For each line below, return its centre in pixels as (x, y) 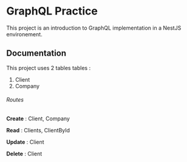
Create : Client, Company (38, 118)
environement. (24, 34)
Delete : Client (24, 154)
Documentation (36, 53)
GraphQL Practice (52, 11)
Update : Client (25, 142)
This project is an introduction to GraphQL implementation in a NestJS (94, 28)
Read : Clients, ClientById (38, 130)
